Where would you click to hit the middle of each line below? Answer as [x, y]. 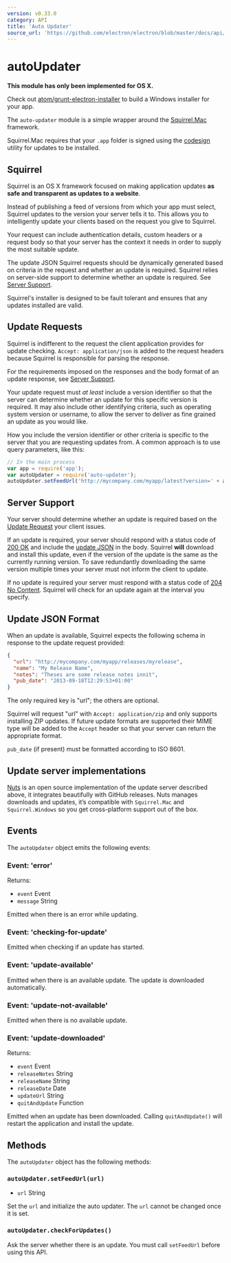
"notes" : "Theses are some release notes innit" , [86, 675]
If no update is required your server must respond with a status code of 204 [114, 583]
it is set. [18, 1213]
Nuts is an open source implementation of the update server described [108, 787]
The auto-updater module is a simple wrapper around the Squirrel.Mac [107, 120]
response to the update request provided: [66, 643]
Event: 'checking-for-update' [57, 932]
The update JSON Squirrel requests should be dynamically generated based [115, 263]
